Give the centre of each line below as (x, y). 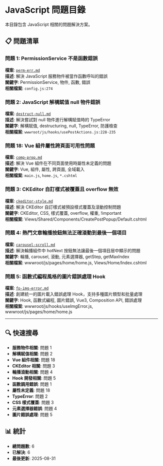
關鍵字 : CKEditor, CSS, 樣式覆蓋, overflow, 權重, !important (63, 213)
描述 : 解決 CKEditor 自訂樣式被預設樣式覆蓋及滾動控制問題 (63, 207)
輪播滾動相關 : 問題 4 (32, 372)
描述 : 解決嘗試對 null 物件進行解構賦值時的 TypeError (58, 119)
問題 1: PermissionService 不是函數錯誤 (51, 58)
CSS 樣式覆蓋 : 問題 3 (33, 402)
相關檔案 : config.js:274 (29, 88)
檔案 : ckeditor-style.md (29, 201)
